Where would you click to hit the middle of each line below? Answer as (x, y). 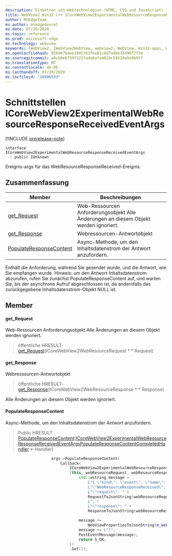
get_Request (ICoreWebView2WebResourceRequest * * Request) (85, 351)
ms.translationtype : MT (31, 63)
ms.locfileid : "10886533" (33, 77)
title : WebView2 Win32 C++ (34, 15)
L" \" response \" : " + (110, 506)
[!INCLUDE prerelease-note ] (35, 138)
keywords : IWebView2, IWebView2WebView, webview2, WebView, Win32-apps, (84, 48)
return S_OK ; (92, 540)
